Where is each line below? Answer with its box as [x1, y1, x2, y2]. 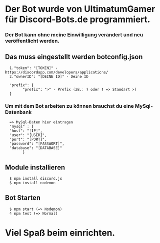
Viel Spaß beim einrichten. [5, 227, 115, 239]
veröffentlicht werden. [5, 38, 60, 45]
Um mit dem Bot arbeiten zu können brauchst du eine [5, 102, 134, 109]
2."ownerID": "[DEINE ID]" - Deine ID [9, 74, 89, 79]
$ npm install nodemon [9, 180, 56, 186]
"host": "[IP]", [9, 128, 43, 133]
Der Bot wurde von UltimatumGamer [5, 3, 156, 15]
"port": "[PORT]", [9, 137, 47, 142]
